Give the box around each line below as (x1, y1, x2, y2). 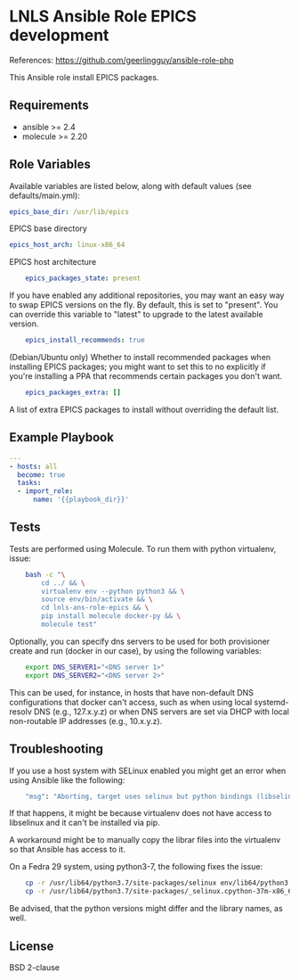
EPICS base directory (9, 223, 87, 234)
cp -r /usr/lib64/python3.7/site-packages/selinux (25, 878, 217, 888)
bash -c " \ (25, 570, 66, 579)
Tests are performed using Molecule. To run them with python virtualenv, (9, 543, 277, 554)
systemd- (254, 696, 289, 707)
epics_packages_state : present (25, 274, 141, 283)
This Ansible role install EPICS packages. (9, 71, 159, 82)
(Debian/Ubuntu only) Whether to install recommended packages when (9, 352, 271, 363)
